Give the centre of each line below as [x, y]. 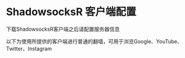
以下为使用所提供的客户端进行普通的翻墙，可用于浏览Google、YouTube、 [94, 41]
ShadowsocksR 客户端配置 [71, 12]
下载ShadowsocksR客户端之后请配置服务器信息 [63, 29]
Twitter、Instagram [29, 48]
